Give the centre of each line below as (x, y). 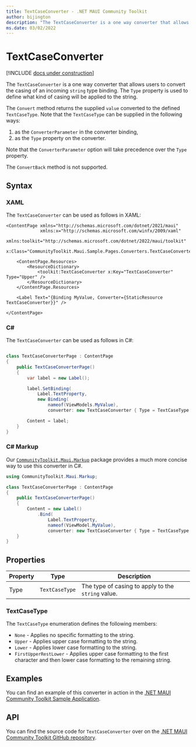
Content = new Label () (55, 509)
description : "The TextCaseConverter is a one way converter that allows (98, 22)
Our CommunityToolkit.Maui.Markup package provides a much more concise (97, 459)
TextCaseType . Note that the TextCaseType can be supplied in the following (94, 114)
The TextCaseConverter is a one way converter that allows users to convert (96, 84)
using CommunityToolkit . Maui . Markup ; (52, 476)
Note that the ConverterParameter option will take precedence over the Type (97, 149)
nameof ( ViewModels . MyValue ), (83, 405)
